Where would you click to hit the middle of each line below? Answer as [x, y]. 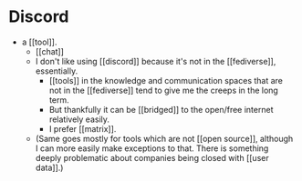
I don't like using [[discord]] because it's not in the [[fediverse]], [156, 61]
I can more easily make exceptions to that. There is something [152, 148]
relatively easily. [79, 119]
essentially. [57, 71]
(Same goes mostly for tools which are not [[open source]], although [164, 138]
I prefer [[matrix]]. [83, 128]
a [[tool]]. [39, 42]
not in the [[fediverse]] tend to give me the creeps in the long [164, 90]
